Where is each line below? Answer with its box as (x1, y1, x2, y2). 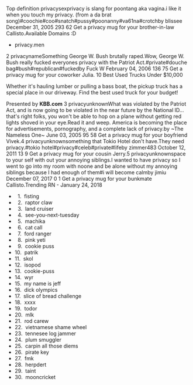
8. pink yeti (17, 237, 46, 243)
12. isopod (14, 261, 41, 268)
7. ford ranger (17, 230, 51, 237)
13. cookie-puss (14, 268, 54, 275)
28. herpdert (14, 361, 47, 368)
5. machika (17, 218, 46, 225)
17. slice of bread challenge (14, 293, 82, 299)
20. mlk (14, 311, 35, 318)
